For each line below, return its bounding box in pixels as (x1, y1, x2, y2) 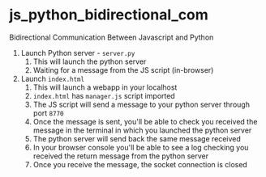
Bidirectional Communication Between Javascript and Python (9, 32, 214, 42)
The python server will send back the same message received (32, 133, 242, 143)
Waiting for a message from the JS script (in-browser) (32, 65, 214, 74)
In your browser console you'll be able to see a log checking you (32, 142, 249, 152)
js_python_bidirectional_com (9, 6, 209, 24)
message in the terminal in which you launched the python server (32, 125, 252, 135)
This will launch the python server (32, 57, 147, 66)
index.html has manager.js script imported (32, 91, 175, 100)
